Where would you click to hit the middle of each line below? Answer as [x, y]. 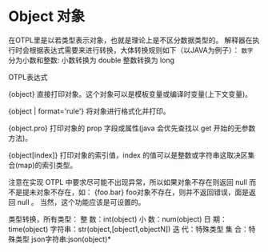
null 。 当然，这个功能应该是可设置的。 [81, 202]
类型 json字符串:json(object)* [63, 239]
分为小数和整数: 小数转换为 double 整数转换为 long [91, 60]
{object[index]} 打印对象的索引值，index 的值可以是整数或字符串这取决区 [128, 155]
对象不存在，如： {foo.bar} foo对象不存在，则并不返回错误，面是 [142, 192]
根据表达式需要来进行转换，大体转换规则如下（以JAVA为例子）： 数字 [141, 50]
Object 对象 [47, 16]
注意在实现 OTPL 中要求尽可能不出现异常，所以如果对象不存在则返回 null [128, 182]
